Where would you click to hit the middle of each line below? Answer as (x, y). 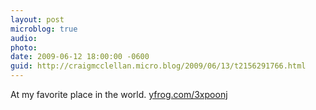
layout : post (37, 19)
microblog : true (44, 29)
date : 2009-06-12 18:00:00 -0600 (80, 57)
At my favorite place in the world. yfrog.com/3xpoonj (119, 94)
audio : (24, 38)
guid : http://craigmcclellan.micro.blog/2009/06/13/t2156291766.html (158, 66)
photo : (24, 47)
